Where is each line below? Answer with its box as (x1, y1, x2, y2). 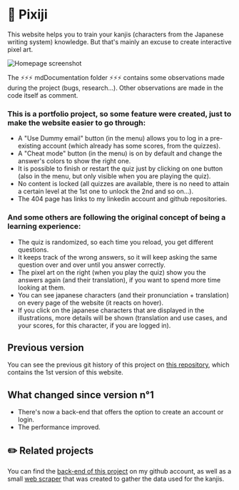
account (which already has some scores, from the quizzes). (42, 142, 221, 150)
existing (17, 142, 41, 150)
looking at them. (17, 283, 66, 292)
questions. (17, 245, 49, 254)
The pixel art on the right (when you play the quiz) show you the (17, 267, 206, 277)
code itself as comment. (7, 91, 78, 99)
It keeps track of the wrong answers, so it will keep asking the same (17, 252, 218, 261)
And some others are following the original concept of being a (7, 213, 226, 223)
